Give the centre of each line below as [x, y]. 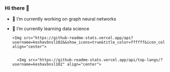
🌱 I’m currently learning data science [51, 29]
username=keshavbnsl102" [38, 64]
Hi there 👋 [17, 8]
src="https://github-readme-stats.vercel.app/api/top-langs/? [96, 60]
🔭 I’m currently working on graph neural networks [64, 19]
